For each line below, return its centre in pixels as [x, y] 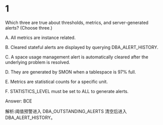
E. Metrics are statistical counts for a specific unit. [57, 81]
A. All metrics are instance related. [40, 37]
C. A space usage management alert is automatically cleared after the [77, 57]
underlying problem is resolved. [38, 62]
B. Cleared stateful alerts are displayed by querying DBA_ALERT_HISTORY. [82, 47]
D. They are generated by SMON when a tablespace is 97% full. [71, 72]
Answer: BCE [19, 101]
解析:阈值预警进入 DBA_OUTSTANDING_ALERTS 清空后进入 [66, 111]
